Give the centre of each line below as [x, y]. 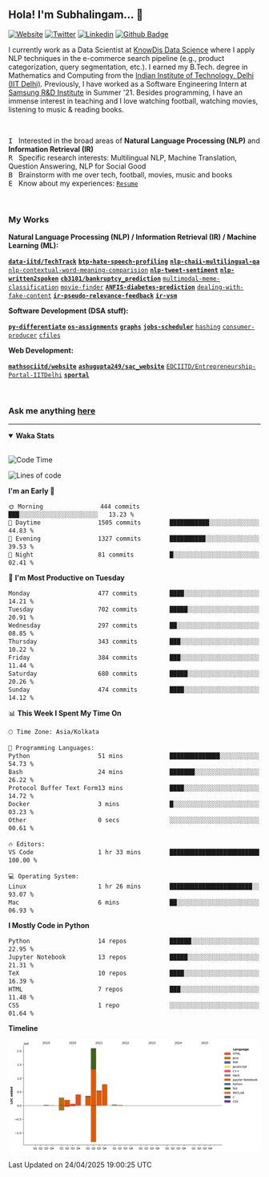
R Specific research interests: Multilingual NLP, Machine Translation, [123, 157]
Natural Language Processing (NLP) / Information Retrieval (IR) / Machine [132, 237]
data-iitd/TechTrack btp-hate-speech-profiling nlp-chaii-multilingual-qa [134, 262]
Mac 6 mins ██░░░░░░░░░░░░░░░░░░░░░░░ [134, 903]
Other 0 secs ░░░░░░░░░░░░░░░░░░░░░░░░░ [134, 821]
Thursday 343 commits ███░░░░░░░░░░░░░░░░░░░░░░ [134, 642]
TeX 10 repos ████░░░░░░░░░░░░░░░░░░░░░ [134, 973]
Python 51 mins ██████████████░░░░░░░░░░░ [134, 756]
